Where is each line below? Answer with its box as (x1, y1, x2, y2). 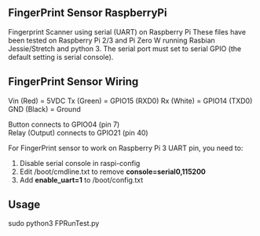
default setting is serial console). (8, 52, 114, 61)
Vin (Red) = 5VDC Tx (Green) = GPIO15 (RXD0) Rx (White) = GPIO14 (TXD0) (8, 96, 253, 105)
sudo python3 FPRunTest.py (8, 219, 100, 228)
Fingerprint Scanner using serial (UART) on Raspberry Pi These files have (8, 27, 246, 36)
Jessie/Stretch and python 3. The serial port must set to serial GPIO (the (8, 43, 242, 53)
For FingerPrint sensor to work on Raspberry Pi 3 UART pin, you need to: (8, 143, 244, 153)
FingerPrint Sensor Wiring (8, 75, 139, 89)
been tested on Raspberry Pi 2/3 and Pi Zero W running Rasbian (8, 35, 216, 45)
